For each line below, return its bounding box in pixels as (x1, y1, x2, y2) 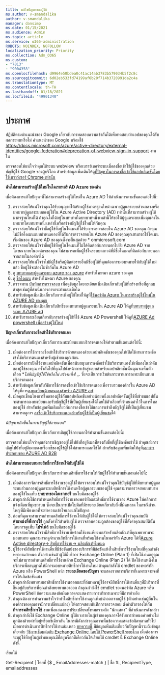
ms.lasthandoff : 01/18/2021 (5, 89, 63, 94)
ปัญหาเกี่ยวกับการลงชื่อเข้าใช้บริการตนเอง (5, 329, 71, 335)
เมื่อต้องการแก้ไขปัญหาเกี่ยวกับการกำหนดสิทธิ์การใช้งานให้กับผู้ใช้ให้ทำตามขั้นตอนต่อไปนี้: (5, 470, 148, 476)
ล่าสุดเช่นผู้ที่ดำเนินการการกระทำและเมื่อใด (12, 287, 80, 293)
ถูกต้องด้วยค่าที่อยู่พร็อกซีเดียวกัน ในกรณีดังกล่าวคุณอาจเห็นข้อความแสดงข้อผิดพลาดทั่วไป (12, 618, 156, 624)
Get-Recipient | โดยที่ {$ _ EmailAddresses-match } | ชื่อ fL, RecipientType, (5, 660, 152, 666)
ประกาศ (5, 115, 30, 126)
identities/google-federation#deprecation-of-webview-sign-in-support (5, 148, 149, 154)
